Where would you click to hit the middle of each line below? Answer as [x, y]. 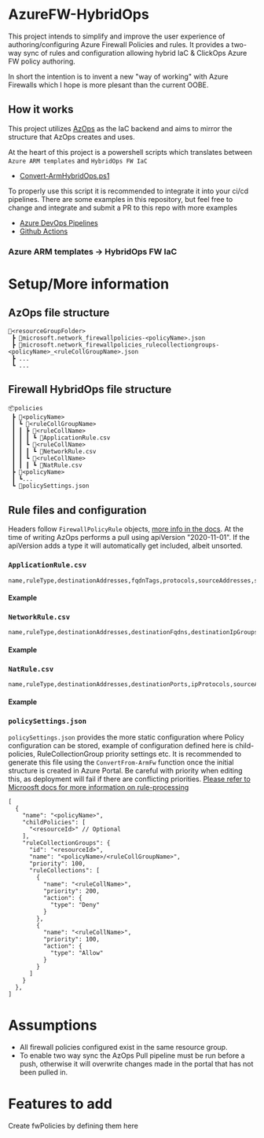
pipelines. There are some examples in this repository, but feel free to [121, 199]
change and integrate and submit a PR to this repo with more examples [123, 207]
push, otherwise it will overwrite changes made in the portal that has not [136, 1064]
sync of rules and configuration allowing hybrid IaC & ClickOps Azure [135, 53]
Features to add [60, 1104]
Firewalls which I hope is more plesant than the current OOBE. [108, 85]
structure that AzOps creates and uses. [71, 137]
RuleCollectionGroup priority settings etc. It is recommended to [139, 754]
